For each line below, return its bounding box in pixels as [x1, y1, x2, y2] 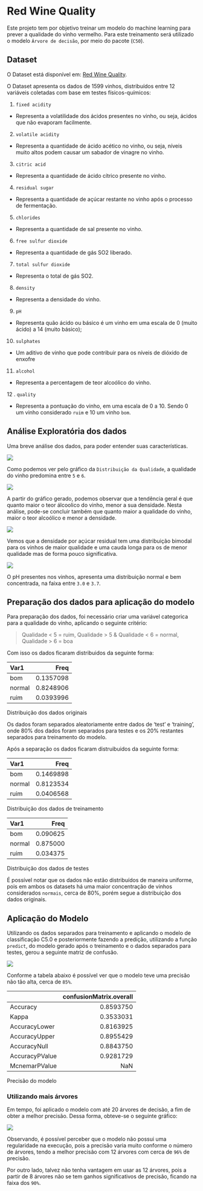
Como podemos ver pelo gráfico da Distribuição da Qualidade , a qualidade [7, 465, 196, 472]
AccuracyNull [10, 1042, 48, 1051]
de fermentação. [15, 201, 57, 209]
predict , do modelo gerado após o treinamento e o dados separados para [7, 942, 191, 950]
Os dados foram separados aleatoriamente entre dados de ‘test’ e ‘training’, [7, 721, 195, 728]
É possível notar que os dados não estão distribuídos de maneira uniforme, [7, 876, 194, 884]
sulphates [15, 338, 41, 344]
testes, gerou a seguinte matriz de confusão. [7, 948, 118, 956]
